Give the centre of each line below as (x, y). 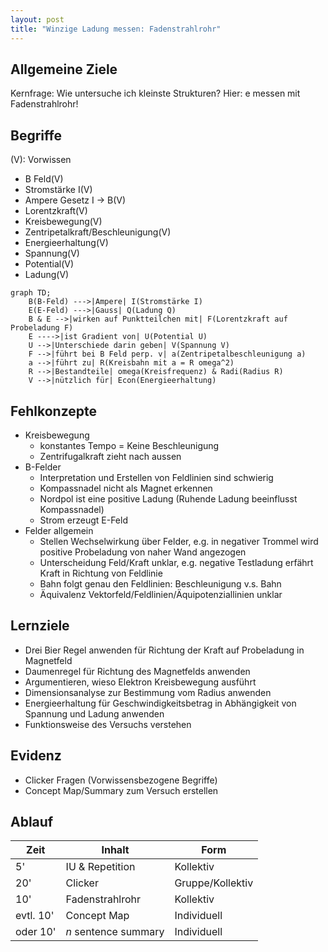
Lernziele (40, 626)
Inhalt (115, 850)
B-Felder (43, 467)
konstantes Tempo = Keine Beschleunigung (129, 445)
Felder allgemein (59, 530)
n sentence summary (115, 932)
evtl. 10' (35, 916)
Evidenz (36, 756)
